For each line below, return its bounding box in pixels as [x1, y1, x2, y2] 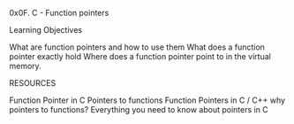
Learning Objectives [9, 25, 82, 35]
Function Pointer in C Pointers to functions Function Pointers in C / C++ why [9, 95, 285, 105]
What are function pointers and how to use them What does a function [9, 42, 265, 52]
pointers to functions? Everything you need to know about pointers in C [9, 105, 269, 114]
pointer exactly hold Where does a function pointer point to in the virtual [9, 51, 271, 61]
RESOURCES [9, 78, 57, 88]
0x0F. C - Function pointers [9, 8, 109, 18]
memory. [9, 61, 41, 71]
